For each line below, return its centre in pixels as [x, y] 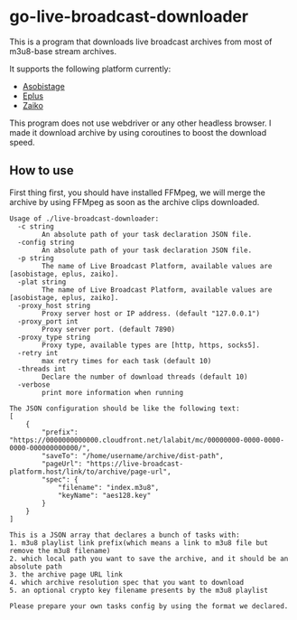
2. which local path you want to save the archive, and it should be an [149, 559]
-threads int [42, 369]
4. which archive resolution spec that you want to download [127, 582]
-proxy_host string [54, 305]
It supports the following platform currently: [90, 69]
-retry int [38, 353]
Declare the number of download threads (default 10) [145, 377]
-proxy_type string [54, 337]
